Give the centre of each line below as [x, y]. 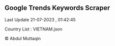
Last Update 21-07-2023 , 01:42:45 [40, 19]
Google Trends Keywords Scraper [57, 8]
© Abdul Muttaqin [23, 38]
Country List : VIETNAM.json [33, 29]
